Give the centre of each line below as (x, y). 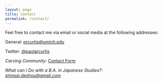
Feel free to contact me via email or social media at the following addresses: (82, 33)
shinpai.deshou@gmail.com (33, 76)
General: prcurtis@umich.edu (35, 42)
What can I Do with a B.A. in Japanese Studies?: (54, 70)
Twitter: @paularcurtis (27, 51)
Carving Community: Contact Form (40, 61)
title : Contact (21, 14)
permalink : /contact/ (27, 19)
